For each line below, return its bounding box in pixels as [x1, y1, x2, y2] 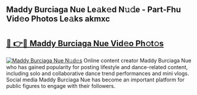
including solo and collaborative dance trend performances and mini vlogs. [6, 70, 189, 77]
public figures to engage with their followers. [6, 83, 116, 89]
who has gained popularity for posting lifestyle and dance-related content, [6, 64, 188, 70]
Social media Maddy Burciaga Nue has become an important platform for [6, 76, 185, 83]
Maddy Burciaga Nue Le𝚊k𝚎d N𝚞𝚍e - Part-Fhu [6, 5, 181, 15]
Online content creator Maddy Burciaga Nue [83, 57, 192, 64]
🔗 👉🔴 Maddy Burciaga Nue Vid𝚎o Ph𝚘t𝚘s [6, 38, 164, 48]
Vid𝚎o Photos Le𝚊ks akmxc [6, 14, 110, 24]
